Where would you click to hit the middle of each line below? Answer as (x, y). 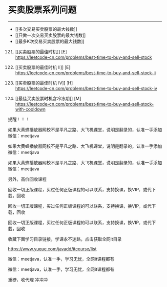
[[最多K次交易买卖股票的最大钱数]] (50, 41)
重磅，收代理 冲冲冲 (28, 280)
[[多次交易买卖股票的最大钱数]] (46, 29)
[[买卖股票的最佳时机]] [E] (41, 51)
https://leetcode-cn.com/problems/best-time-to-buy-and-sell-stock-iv (86, 88)
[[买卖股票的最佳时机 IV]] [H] (44, 83)
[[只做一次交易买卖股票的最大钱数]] (50, 35)
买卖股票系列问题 (42, 10)
